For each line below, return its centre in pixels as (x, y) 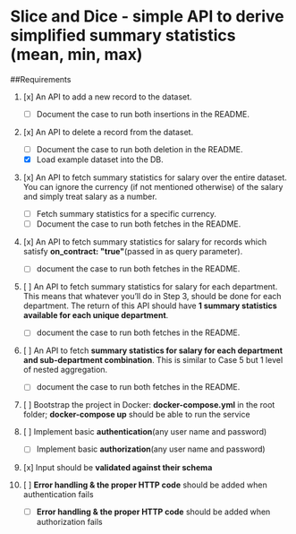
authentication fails (58, 494)
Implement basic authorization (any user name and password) (151, 449)
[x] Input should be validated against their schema (118, 467)
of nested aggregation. (65, 370)
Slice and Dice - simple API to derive (147, 17)
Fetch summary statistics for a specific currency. (127, 214)
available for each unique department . (96, 315)
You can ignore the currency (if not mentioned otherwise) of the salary (153, 187)
